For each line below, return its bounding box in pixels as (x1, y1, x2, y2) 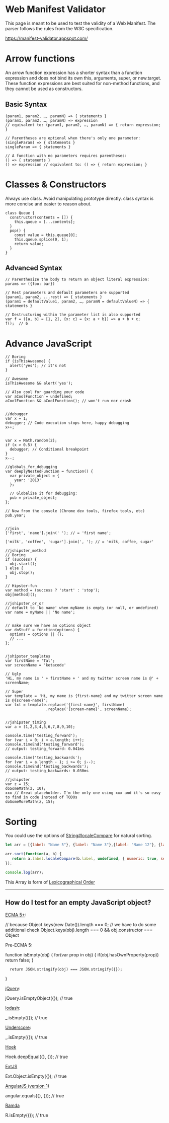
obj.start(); (10, 561, 37, 567)
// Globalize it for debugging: (10, 491, 78, 496)
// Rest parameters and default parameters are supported (5, 290, 129, 295)
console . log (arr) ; (5, 870, 44, 875)
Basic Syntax (5, 100, 47, 109)
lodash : (5, 1005, 21, 1011)
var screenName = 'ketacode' (5, 663, 66, 668)
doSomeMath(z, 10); (5, 786, 46, 791)
